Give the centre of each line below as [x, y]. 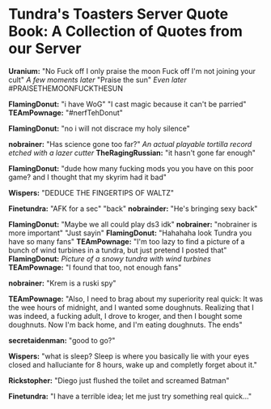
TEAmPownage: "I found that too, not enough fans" [95, 267]
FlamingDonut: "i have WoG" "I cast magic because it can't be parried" [127, 104]
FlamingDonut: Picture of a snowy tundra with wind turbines [110, 258]
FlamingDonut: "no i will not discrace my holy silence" [99, 128]
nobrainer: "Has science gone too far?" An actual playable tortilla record [130, 144]
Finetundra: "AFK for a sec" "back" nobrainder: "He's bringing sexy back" [133, 209]
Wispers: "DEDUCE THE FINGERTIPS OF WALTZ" [91, 192]
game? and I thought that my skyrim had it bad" [88, 177]
